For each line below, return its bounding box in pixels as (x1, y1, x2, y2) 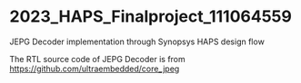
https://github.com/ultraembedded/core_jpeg (9, 63, 180, 74)
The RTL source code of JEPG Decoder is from (9, 53, 186, 64)
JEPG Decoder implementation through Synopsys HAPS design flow (9, 36, 266, 47)
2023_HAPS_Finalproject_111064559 (9, 6, 293, 27)
